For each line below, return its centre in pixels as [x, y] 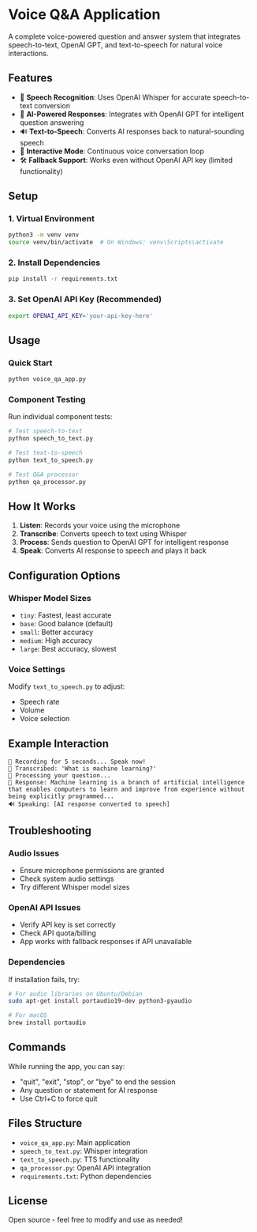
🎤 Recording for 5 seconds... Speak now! [77, 762]
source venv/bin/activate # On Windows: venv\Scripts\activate [116, 243]
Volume [32, 710]
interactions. [28, 53]
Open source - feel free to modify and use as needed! [96, 1220]
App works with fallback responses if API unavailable [106, 942]
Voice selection [45, 719]
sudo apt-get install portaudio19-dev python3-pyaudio [100, 1001]
